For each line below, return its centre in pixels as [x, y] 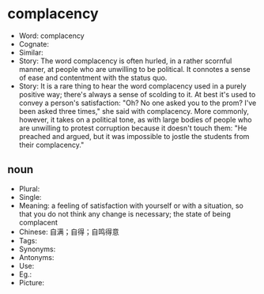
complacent [38, 222]
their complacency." [51, 145]
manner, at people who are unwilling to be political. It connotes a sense [134, 69]
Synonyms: [37, 249]
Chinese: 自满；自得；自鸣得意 [69, 232]
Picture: [32, 282]
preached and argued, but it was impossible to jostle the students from [134, 136]
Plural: [29, 188]
